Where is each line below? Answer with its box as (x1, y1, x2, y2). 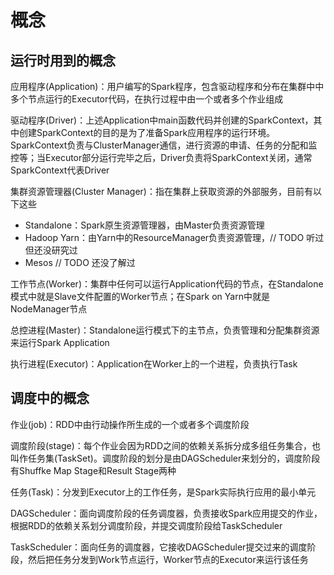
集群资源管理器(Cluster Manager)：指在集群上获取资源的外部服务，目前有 (10, 186, 313, 197)
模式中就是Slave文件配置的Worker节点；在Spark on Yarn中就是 (10, 291, 270, 302)
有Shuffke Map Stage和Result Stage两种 (10, 464, 177, 476)
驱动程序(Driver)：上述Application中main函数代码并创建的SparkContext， (10, 114, 314, 126)
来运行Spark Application (10, 337, 110, 348)
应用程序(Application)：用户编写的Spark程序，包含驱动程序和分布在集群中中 (10, 81, 325, 92)
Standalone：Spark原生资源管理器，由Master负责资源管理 (24, 219, 265, 231)
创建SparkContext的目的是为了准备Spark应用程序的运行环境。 (18, 127, 276, 138)
